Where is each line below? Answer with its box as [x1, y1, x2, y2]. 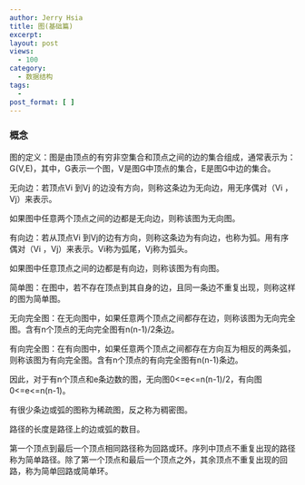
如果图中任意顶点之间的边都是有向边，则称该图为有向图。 [9, 262, 224, 273]
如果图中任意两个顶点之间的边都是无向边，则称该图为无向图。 [9, 212, 241, 223]
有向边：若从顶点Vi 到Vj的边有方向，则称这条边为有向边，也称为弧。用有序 [9, 232, 290, 243]
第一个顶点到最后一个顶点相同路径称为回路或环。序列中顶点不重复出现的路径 [9, 442, 296, 453]
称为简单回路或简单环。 [25, 465, 113, 476]
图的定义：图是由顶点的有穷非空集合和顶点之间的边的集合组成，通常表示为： [9, 151, 296, 162]
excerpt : [9, 30, 43, 39]
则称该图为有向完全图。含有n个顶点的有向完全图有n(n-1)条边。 [9, 354, 243, 365]
